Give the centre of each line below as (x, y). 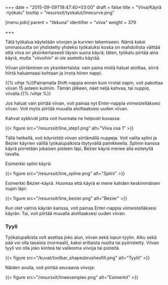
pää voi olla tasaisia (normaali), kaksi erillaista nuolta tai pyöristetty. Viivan (82, 243)
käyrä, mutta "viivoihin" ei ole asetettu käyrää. (53, 58)
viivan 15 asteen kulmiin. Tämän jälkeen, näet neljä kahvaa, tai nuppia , (78, 88)
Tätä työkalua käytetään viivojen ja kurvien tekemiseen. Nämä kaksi (75, 42)
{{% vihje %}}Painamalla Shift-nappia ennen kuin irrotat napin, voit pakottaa (84, 83)
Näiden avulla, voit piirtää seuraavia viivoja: (50, 268)
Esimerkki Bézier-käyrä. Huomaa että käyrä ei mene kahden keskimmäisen (83, 183)
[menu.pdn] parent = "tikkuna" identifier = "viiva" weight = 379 (71, 22)
